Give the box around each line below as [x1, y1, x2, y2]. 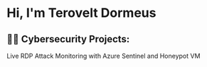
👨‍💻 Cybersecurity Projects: [6, 33, 130, 45]
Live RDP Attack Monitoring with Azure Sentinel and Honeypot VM [6, 51, 201, 60]
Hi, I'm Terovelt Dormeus [6, 5, 156, 21]
